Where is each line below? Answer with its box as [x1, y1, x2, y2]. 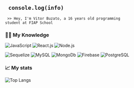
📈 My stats [5, 65, 33, 71]
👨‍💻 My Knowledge [5, 32, 50, 38]
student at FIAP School [5, 20, 53, 25]
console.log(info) [8, 4, 64, 12]
